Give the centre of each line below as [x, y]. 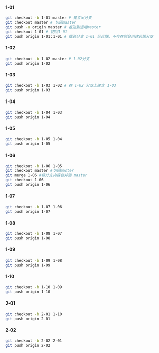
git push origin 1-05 [28, 144]
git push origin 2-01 [28, 319]
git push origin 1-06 [28, 185]
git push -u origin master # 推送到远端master [53, 27]
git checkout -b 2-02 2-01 [34, 341]
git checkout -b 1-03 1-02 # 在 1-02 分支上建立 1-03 [61, 85]
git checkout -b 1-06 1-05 [34, 166]
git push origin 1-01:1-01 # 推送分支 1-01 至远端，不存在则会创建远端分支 [79, 36]
